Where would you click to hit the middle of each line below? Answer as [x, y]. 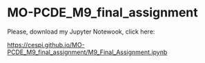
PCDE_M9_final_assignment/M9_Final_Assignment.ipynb [87, 52]
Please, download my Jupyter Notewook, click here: [81, 32]
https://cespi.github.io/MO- [46, 45]
